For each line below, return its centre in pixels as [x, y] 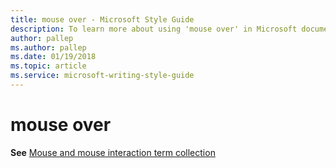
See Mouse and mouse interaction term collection [113, 152]
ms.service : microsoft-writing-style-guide [102, 76]
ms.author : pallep [48, 47]
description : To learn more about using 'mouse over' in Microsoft [154, 29]
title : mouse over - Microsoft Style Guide [102, 19]
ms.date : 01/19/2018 [53, 57]
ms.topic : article [48, 66]
